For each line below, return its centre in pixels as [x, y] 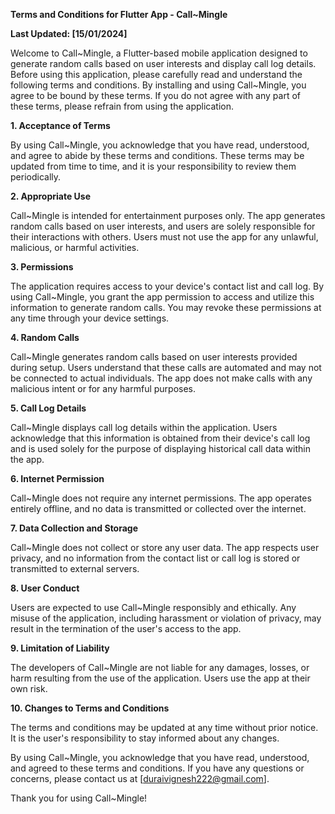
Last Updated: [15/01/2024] [69, 33]
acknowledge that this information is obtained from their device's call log [160, 438]
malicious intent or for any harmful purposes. [103, 388]
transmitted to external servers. [75, 568]
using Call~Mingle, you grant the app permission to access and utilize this [162, 297]
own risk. [29, 688]
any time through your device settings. [90, 318]
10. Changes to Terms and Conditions [90, 708]
